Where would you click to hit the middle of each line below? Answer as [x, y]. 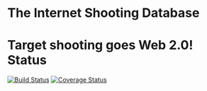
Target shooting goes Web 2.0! [100, 45]
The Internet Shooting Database [103, 13]
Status [27, 60]
